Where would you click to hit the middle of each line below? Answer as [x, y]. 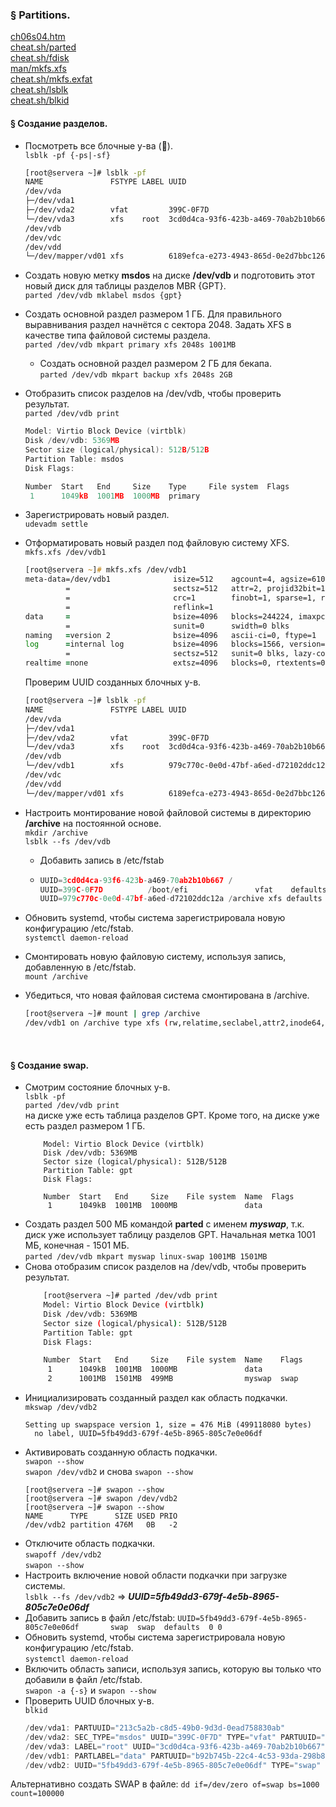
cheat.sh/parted [43, 47]
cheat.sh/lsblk [39, 90]
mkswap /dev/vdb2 [61, 1408]
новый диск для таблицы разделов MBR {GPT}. [125, 286]
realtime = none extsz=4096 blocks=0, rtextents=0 [175, 663]
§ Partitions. [40, 15]
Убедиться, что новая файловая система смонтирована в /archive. [167, 995]
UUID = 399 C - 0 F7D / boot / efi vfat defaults [183, 889]
